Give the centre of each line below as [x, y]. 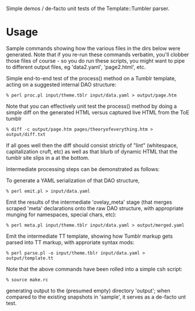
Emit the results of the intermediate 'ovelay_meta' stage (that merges [89, 202]
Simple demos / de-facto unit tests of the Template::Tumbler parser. [88, 8]
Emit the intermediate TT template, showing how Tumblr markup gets [90, 236]
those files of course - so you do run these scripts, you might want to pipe [95, 60]
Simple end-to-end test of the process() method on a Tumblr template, [91, 78]
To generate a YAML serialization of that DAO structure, [73, 180]
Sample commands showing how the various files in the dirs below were [93, 48]
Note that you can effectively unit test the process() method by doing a [92, 106]
